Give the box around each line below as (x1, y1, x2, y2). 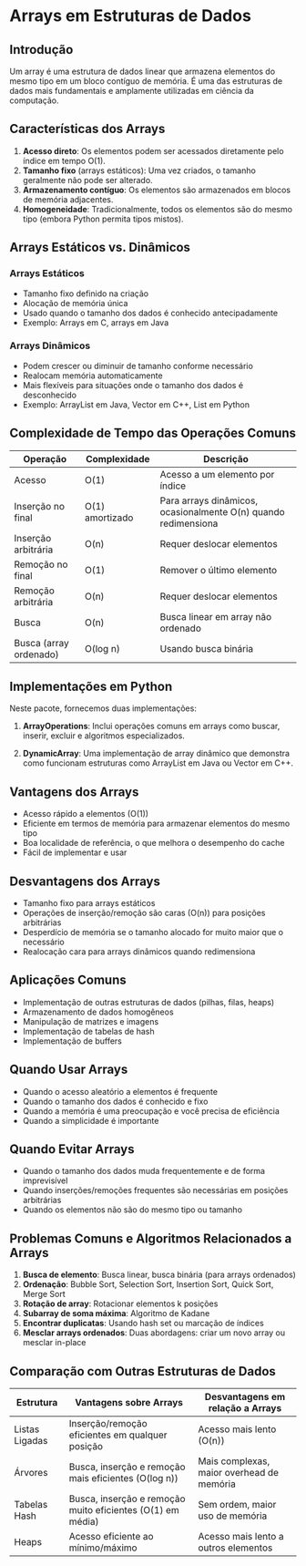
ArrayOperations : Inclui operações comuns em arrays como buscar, (22, 721, 280, 732)
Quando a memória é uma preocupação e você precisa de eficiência (22, 1105, 280, 1117)
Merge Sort (22, 1289, 66, 1300)
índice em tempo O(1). (22, 155, 107, 166)
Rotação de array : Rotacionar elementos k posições (22, 1298, 219, 1309)
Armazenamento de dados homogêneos (22, 1006, 175, 1017)
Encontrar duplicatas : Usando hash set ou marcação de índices (22, 1318, 264, 1329)
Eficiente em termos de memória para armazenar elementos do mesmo (22, 818, 291, 829)
